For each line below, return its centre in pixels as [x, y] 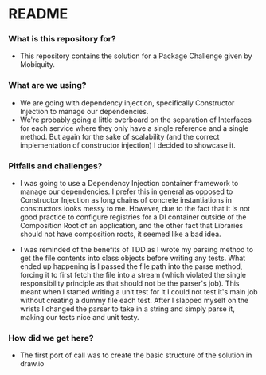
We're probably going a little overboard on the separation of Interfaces [136, 120]
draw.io [32, 364]
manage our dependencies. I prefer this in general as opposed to [126, 191]
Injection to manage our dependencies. [84, 111]
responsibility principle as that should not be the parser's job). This [129, 283]
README [38, 14]
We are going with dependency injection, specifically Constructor [127, 103]
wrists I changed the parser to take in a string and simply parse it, [127, 309]
